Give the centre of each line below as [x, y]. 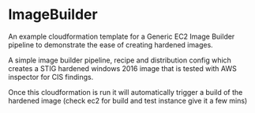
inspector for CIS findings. [51, 77]
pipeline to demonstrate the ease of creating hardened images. [111, 44]
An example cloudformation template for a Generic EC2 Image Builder [122, 36]
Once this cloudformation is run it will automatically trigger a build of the [126, 92]
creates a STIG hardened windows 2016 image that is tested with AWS [122, 68]
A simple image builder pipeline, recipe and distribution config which [120, 60]
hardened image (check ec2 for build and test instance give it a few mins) [128, 100]
